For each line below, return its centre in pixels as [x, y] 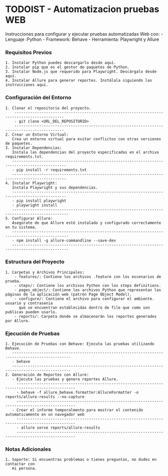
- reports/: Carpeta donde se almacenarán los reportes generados [86, 316]
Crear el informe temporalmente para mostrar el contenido [80, 410]
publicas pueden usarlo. [31, 312]
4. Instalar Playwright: [31, 183]
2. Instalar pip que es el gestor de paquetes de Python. [67, 67]
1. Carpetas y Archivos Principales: [45, 272]
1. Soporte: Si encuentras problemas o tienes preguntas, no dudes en [81, 460]
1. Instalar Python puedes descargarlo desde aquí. [61, 63]
